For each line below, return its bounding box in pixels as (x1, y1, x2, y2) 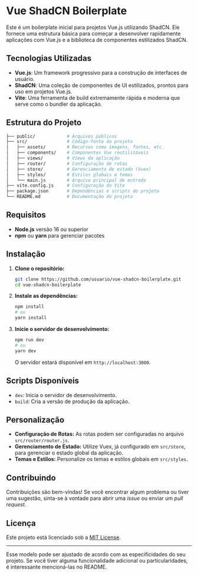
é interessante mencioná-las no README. (6, 563, 107, 570)
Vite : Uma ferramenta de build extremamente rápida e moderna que (14, 94, 180, 101)
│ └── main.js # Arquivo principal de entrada (6, 177, 146, 183)
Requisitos (6, 210, 46, 220)
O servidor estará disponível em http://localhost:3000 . (14, 359, 151, 366)
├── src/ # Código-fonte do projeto (6, 139, 133, 145)
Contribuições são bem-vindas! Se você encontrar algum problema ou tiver (6, 489, 190, 496)
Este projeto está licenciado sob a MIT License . (6, 534, 121, 541)
